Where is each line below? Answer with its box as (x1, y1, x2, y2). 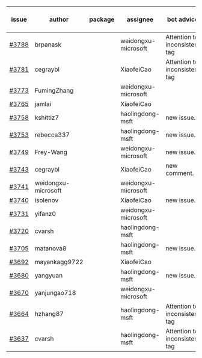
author (49, 15, 69, 23)
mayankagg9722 (34, 258, 84, 266)
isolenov (34, 196, 59, 204)
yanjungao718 (34, 289, 76, 297)
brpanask (34, 40, 62, 49)
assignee (126, 15, 154, 23)
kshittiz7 (34, 114, 59, 122)
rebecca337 (34, 131, 70, 139)
